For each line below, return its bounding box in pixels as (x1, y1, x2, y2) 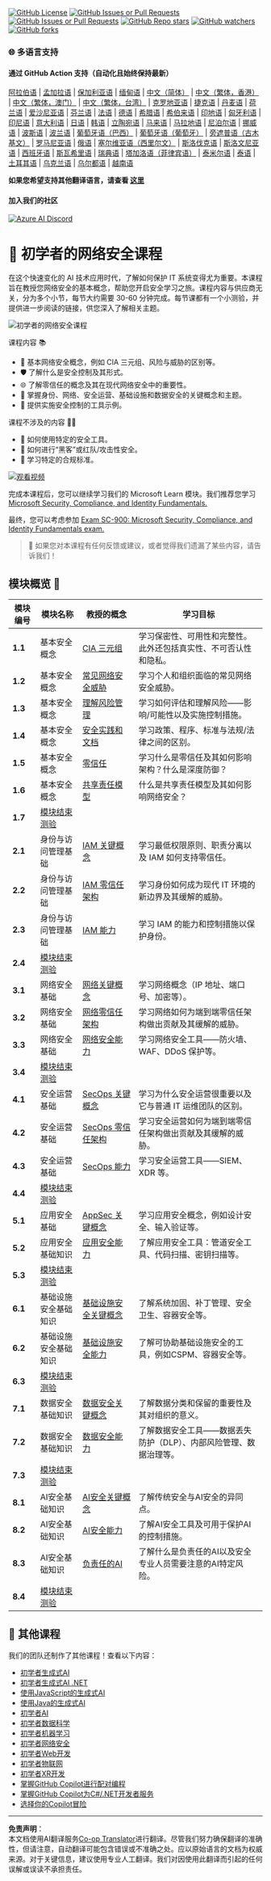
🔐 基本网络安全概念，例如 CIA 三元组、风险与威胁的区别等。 (19, 357, 220, 367)
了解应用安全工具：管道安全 (138, 1237, 244, 1248)
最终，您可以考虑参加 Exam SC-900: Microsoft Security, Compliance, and (8, 515, 252, 525)
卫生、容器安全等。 (138, 1310, 212, 1321)
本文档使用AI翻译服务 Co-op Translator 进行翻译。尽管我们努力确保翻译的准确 (8, 1833, 263, 1843)
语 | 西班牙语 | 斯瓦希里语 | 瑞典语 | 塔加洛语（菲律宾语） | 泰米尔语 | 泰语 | (8, 148, 256, 158)
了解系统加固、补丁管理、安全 (138, 1297, 252, 1309)
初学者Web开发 (19, 1748, 71, 1758)
